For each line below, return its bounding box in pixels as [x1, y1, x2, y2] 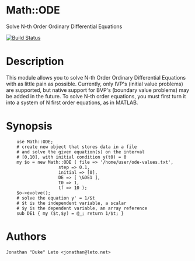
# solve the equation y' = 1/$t [16, 195, 95, 201]
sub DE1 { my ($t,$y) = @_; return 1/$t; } [16, 210, 124, 217]
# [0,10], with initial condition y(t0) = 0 [16, 154, 127, 160]
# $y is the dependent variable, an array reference [16, 205, 148, 211]
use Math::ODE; [16, 139, 54, 145]
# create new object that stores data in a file [16, 144, 137, 150]
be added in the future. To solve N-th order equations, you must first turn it [6, 92, 186, 99]
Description [6, 55, 64, 68]
